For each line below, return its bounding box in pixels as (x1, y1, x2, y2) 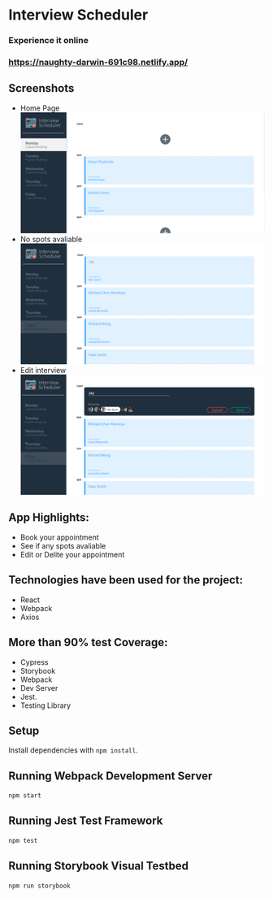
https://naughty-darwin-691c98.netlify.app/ (8, 57, 188, 68)
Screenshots (8, 81, 75, 95)
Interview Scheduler (8, 6, 149, 24)
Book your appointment (19, 532, 99, 542)
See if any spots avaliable (19, 540, 106, 550)
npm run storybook (8, 882, 71, 890)
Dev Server (19, 683, 58, 692)
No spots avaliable (19, 234, 83, 245)
